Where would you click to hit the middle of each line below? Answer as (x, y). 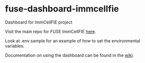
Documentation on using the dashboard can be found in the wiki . (70, 55)
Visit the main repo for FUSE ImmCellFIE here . (51, 31)
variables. (15, 46)
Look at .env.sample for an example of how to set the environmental (72, 41)
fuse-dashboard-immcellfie (62, 9)
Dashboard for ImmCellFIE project (39, 22)
